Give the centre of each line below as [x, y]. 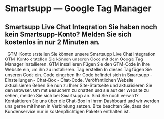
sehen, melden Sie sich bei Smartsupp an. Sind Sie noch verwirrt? [72, 96]
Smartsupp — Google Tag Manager [78, 9]
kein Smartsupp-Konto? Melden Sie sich [68, 34]
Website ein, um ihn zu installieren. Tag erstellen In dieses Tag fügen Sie [78, 70]
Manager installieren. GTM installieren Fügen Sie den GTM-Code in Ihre [78, 64]
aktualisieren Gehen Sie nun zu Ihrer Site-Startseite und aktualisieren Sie [79, 85]
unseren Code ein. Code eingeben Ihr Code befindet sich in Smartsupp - [79, 75]
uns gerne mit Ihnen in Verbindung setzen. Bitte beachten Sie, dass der [77, 106]
